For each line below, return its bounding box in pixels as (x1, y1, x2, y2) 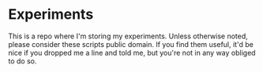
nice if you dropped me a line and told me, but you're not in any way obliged (8, 48, 256, 57)
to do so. (8, 56, 37, 66)
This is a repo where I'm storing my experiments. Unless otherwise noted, (8, 31, 249, 41)
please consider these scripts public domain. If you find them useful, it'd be (8, 39, 254, 49)
